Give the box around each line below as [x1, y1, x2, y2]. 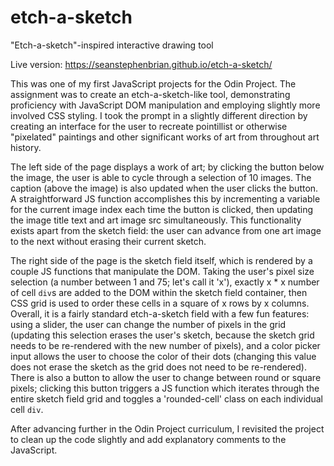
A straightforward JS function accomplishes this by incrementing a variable [10, 192, 321, 205]
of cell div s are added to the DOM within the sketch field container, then [10, 286, 308, 298]
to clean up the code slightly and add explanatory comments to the [10, 433, 287, 445]
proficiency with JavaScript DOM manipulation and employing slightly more [10, 99, 321, 111]
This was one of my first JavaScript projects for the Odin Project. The [10, 77, 297, 90]
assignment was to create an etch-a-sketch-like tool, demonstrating [10, 88, 291, 100]
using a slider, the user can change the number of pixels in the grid [10, 318, 287, 330]
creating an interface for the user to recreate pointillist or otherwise [10, 120, 288, 132]
